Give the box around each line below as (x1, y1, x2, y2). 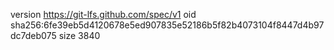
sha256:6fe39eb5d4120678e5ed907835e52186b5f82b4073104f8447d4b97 (10, 19, 325, 31)
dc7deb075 (10, 30, 57, 41)
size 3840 (58, 30, 101, 41)
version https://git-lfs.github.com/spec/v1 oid (10, 9, 197, 20)
